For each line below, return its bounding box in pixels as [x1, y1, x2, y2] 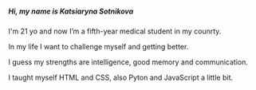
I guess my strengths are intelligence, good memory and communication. [8, 57, 249, 67]
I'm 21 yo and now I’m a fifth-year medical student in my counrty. [8, 26, 222, 36]
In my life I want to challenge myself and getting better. [8, 41, 189, 51]
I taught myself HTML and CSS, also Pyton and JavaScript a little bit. [8, 72, 234, 82]
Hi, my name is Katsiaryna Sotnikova [8, 6, 134, 16]
